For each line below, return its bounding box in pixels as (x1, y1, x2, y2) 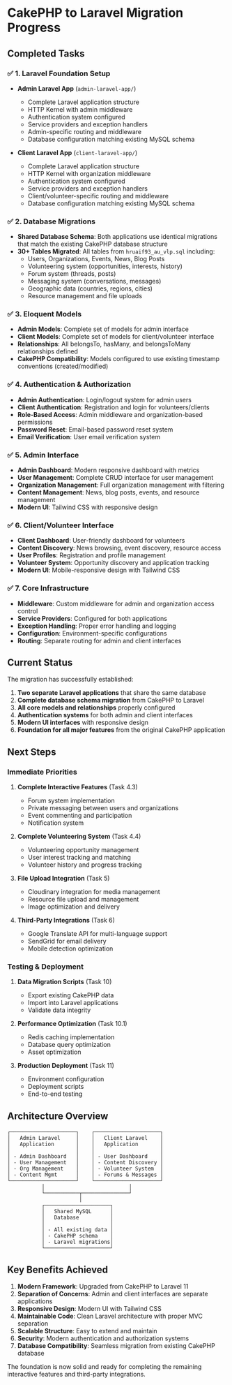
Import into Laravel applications (27, 999, 118, 1007)
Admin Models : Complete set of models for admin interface (17, 325, 190, 333)
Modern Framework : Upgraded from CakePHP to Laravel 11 (17, 1282, 189, 1291)
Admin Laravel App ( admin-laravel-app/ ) (17, 84, 137, 92)
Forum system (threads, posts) (27, 270, 116, 278)
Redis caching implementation (27, 1033, 115, 1041)
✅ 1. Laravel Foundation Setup (7, 68, 111, 78)
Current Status (7, 657, 73, 668)
